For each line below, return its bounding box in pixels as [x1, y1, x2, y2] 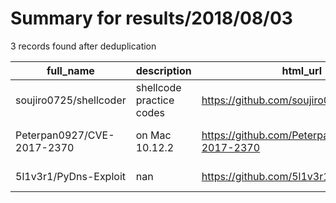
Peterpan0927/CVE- [15, 128, 115, 142]
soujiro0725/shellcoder [15, 93, 127, 107]
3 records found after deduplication [10, 40, 157, 52]
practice [135, 93, 175, 107]
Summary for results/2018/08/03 [10, 7, 293, 30]
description [135, 63, 192, 77]
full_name [46, 63, 95, 77]
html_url [281, 63, 323, 77]
